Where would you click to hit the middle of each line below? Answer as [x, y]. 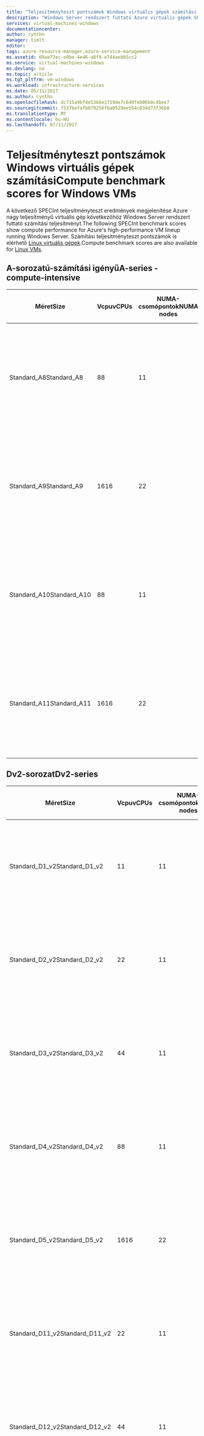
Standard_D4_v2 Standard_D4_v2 [56, 1146]
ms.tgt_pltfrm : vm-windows [40, 80]
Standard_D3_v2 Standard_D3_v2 [56, 1053]
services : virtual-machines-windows [53, 23]
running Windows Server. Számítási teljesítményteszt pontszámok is [92, 236]
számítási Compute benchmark [86, 181]
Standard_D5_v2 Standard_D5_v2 [56, 1240]
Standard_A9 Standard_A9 [46, 486]
